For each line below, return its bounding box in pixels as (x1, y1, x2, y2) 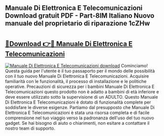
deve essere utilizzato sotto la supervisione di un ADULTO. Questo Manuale (5, 94, 159, 100)
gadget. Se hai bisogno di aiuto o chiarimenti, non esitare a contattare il (5, 120, 150, 126)
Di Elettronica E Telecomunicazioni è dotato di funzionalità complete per (5, 99, 151, 105)
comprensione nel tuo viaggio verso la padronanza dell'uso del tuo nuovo (5, 115, 154, 121)
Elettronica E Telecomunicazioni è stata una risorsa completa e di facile (5, 110, 150, 115)
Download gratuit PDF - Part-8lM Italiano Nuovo (5, 12, 155, 20)
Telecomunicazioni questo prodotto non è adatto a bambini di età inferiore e (5, 89, 159, 95)
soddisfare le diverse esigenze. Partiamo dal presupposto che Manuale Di (5, 105, 155, 110)
